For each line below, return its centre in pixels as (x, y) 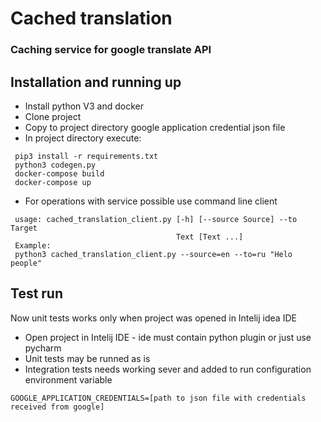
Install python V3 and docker (84, 106)
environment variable (68, 379)
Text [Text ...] (209, 237)
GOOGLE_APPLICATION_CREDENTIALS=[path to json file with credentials (158, 398)
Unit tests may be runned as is (87, 358)
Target (24, 228)
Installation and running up (96, 82)
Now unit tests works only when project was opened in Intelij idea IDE (153, 318)
